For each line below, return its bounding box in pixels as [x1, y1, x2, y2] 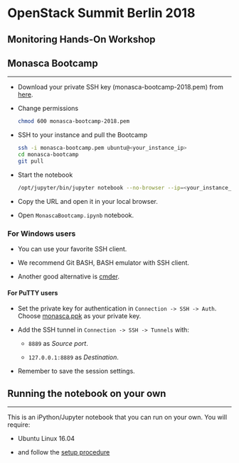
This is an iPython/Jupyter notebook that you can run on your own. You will [7, 413, 228, 422]
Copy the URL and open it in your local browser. [17, 197, 159, 205]
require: [7, 420, 31, 429]
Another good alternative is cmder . [17, 272, 119, 281]
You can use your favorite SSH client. [17, 245, 127, 254]
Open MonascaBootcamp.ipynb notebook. [17, 211, 134, 219]
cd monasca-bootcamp [17, 151, 79, 158]
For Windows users [7, 229, 76, 239]
